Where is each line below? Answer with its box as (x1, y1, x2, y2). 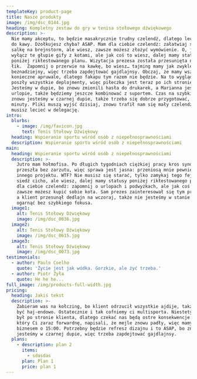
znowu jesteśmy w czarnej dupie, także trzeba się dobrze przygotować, (11, 96, 191, 102)
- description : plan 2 (16, 342, 72, 348)
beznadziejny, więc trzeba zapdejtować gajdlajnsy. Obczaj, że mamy (11, 69, 182, 75)
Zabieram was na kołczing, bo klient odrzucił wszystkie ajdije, (16, 304, 180, 310)
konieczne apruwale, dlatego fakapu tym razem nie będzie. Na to (11, 74, 175, 80)
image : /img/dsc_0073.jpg (16, 249, 80, 255)
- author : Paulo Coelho (11, 260, 69, 266)
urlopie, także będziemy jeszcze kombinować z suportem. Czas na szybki (11, 90, 193, 96)
